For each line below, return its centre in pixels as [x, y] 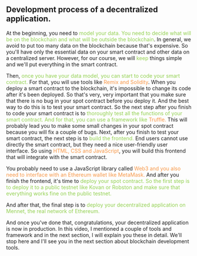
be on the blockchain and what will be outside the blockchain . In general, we [98, 39]
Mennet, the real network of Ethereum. [53, 211]
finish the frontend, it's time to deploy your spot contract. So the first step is [98, 181]
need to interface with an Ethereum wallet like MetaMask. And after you [93, 174]
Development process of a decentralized [82, 10]
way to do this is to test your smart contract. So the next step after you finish [99, 107]
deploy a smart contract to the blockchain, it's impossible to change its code [98, 88]
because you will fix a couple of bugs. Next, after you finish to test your [93, 132]
